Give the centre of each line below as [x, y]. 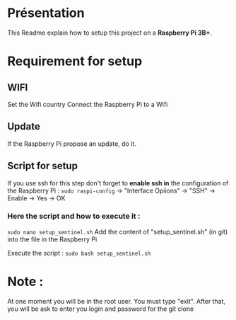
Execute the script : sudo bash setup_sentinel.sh [79, 253]
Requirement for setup [75, 61]
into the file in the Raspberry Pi [52, 239]
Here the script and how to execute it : [74, 216]
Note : [25, 282]
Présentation [46, 13]
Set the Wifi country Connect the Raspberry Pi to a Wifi [88, 104]
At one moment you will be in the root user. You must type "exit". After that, [117, 301]
